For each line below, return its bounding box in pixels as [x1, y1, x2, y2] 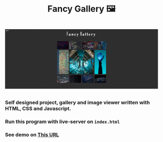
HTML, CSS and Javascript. [5, 105, 71, 112]
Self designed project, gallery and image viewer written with [5, 99, 150, 106]
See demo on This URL [5, 131, 59, 138]
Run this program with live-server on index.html [5, 118, 120, 125]
